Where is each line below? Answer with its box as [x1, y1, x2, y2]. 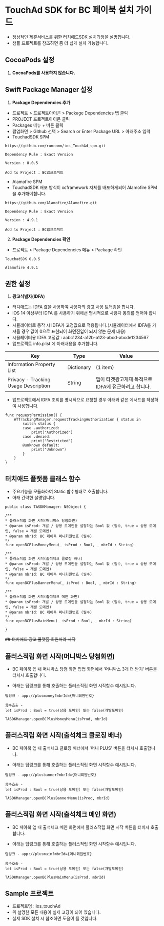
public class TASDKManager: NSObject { [5, 504, 86, 509]
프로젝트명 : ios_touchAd [12, 903, 61, 909]
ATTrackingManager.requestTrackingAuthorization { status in [14, 417, 141, 422]
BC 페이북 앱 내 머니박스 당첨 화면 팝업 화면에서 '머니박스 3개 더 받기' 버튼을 [12, 666, 157, 672]
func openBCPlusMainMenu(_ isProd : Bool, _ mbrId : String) [5, 619, 132, 624]
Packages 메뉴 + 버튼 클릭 [12, 122, 63, 128]
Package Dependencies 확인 [12, 236, 71, 242]
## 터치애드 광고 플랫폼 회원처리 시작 [5, 636, 76, 642]
